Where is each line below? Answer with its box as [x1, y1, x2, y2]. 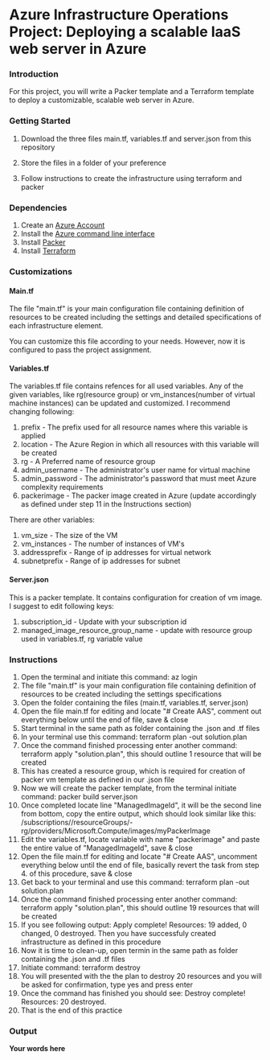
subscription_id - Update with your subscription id [20, 617, 187, 627]
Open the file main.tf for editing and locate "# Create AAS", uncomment [20, 851, 258, 861]
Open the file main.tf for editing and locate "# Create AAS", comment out [20, 706, 262, 716]
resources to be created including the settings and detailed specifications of [9, 312, 262, 323]
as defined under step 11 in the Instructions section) [20, 499, 192, 509]
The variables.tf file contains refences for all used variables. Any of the [9, 381, 243, 391]
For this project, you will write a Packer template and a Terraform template [9, 87, 255, 97]
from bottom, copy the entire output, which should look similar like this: [20, 808, 256, 818]
